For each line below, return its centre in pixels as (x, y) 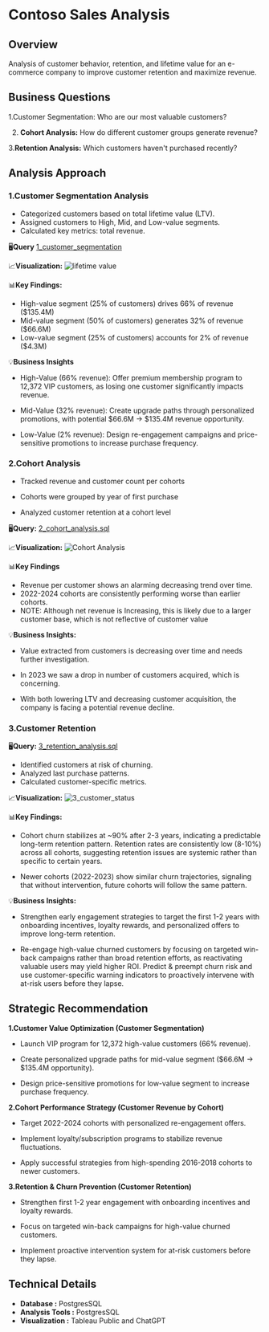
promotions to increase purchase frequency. (125, 442)
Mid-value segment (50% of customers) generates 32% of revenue (131, 320)
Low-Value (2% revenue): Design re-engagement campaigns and (128, 434)
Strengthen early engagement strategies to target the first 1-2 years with (140, 917)
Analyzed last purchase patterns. (75, 773)
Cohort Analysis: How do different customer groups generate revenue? (139, 132)
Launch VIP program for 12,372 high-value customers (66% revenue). (135, 1043)
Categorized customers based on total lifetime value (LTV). (117, 214)
